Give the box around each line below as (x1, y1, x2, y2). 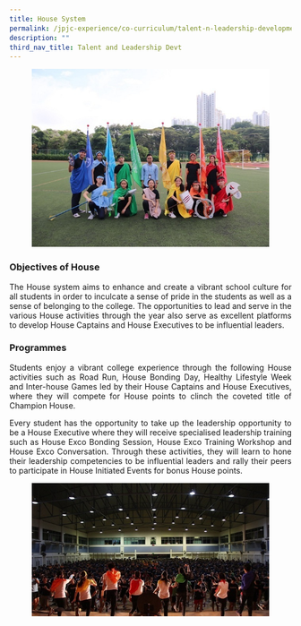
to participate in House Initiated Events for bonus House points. (9, 465, 244, 476)
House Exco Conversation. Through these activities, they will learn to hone (9, 446, 292, 457)
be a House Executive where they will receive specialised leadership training (9, 426, 292, 438)
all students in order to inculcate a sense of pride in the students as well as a (9, 291, 292, 302)
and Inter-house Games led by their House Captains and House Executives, (9, 381, 292, 391)
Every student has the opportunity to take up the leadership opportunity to (9, 417, 292, 428)
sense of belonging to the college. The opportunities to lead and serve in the (9, 300, 292, 311)
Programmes (9, 341, 67, 354)
